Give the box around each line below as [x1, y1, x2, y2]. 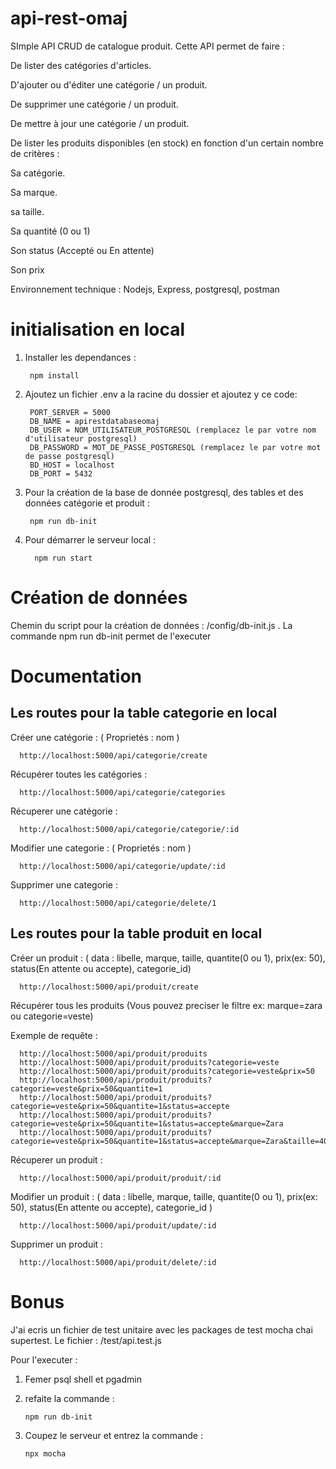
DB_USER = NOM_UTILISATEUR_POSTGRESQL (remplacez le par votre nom [29, 425, 317, 435]
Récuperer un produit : [10, 1153, 103, 1166]
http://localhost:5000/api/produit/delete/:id [19, 1257, 217, 1267]
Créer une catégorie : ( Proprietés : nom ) [10, 731, 180, 743]
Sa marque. [10, 186, 58, 198]
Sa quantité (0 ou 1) [10, 225, 91, 237]
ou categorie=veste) [10, 1010, 94, 1022]
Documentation [10, 665, 143, 687]
